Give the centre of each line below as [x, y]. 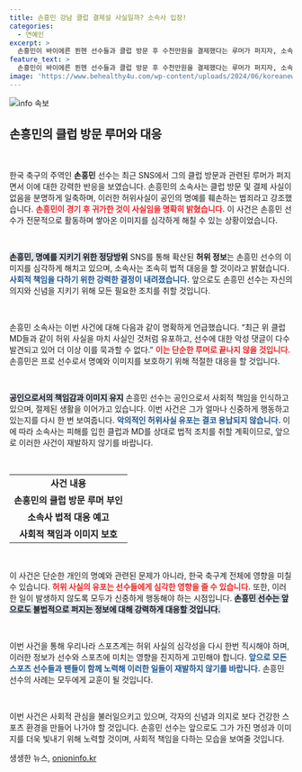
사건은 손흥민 [260, 209]
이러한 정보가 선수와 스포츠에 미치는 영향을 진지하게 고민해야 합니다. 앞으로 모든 [148, 657]
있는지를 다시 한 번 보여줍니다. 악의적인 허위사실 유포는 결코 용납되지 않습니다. [145, 420]
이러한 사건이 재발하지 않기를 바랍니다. [86, 442]
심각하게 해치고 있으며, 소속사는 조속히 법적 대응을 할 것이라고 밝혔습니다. [161, 268]
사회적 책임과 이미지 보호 [69, 534]
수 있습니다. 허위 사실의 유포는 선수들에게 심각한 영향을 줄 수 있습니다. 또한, [140, 586]
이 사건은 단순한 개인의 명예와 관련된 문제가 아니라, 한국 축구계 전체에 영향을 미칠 [151, 575]
